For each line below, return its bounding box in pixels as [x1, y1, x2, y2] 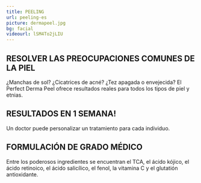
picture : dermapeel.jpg [6, 20, 66, 26]
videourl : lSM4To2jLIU [6, 31, 63, 37]
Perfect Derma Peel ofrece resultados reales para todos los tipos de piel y [6, 85, 190, 92]
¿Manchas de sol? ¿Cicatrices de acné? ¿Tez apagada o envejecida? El [6, 79, 182, 86]
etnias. [6, 91, 23, 98]
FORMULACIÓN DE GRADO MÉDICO [6, 142, 143, 152]
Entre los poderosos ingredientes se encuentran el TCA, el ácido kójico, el [6, 158, 190, 165]
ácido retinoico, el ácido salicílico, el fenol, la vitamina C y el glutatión [6, 164, 178, 172]
